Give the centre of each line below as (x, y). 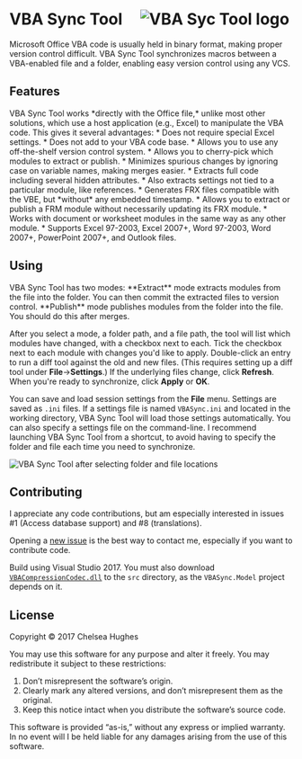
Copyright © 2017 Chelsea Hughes (74, 637)
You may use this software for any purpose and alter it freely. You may (139, 654)
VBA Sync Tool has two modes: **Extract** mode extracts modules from (145, 287)
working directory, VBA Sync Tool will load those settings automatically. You (150, 417)
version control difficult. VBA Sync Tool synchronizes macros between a (143, 53)
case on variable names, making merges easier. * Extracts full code (134, 170)
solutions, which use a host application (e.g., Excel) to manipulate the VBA (147, 122)
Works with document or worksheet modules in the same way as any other (148, 218)
